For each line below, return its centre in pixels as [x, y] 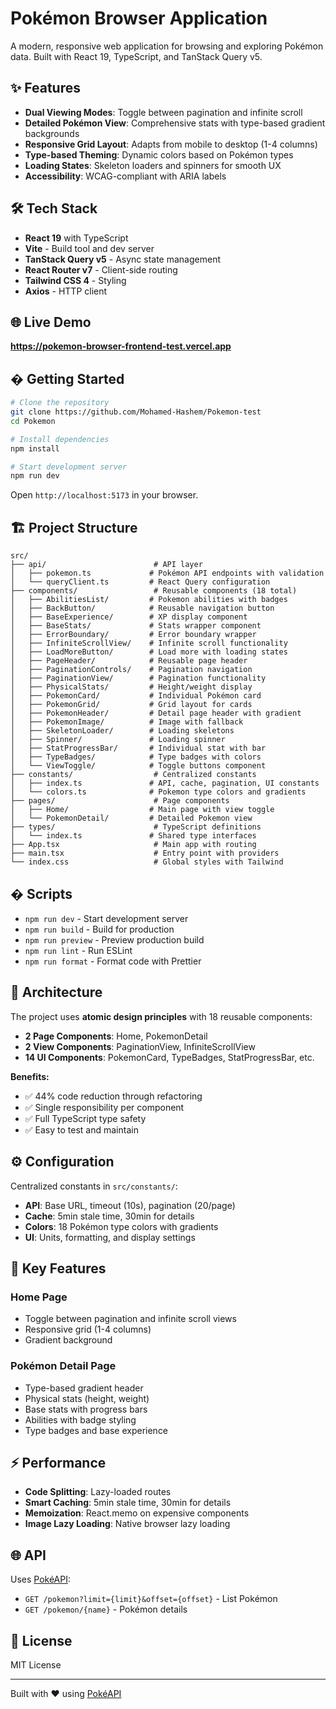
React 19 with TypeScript [76, 238]
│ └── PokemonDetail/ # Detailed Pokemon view [131, 818]
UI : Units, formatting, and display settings [110, 1237]
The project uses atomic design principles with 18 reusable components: [161, 1016]
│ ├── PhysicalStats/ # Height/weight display [131, 687]
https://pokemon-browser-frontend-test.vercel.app [121, 346]
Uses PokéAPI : [41, 1579]
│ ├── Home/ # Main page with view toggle [142, 810]
